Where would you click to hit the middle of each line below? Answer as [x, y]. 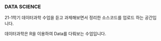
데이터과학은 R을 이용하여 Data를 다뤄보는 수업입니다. [55, 34]
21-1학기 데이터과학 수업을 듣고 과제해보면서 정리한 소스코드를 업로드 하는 [74, 18]
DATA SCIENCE [23, 7]
